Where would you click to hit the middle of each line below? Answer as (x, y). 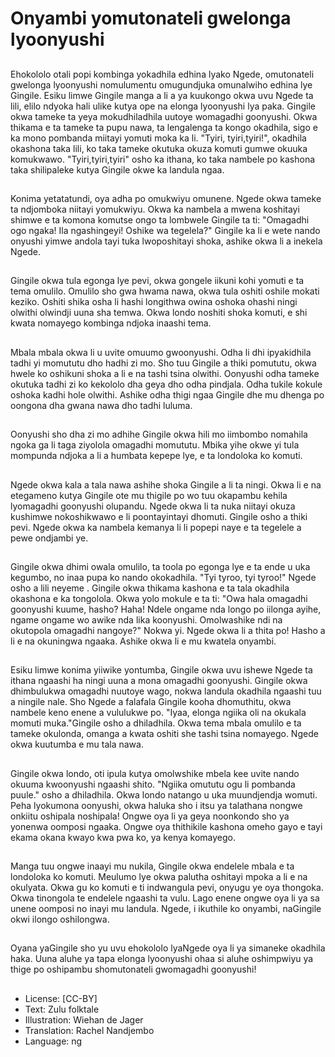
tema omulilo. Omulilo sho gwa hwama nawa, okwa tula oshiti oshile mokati (165, 291)
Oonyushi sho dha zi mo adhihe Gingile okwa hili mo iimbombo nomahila (159, 434)
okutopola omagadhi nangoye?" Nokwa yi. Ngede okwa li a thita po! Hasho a (168, 630)
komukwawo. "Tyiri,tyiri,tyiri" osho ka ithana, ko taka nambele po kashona (163, 159)
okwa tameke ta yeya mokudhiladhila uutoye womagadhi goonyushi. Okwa (164, 116)
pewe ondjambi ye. (49, 538)
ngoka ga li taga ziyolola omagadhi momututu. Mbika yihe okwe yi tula (155, 445)
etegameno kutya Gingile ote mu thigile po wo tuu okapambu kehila (149, 495)
